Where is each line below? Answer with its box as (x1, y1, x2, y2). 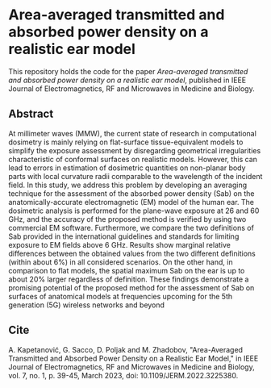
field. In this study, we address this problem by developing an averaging (8, 180, 248, 190)
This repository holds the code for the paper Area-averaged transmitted (8, 66, 248, 76)
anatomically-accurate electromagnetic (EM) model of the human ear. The (8, 197, 254, 207)
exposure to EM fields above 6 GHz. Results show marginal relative (8, 240, 231, 249)
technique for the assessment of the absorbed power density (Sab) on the (8, 188, 255, 198)
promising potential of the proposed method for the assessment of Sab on (8, 282, 255, 292)
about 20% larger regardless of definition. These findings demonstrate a (8, 274, 249, 284)
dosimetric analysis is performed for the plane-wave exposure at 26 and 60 (8, 206, 260, 215)
